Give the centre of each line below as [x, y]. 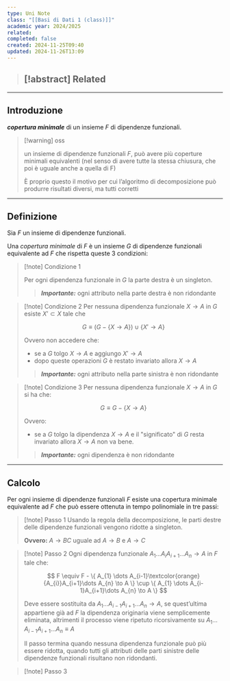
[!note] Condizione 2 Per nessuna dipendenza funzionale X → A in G [120, 307]
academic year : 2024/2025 [44, 26]
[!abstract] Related [65, 79]
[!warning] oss [44, 140]
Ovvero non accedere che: [61, 340]
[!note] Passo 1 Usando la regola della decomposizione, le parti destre [122, 520]
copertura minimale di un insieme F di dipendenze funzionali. [94, 127]
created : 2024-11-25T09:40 [46, 45]
